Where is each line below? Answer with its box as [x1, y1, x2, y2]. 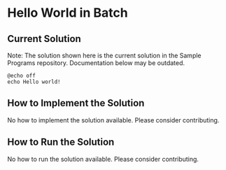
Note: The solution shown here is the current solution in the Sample [7, 51, 202, 59]
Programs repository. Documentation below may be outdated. [7, 59, 185, 67]
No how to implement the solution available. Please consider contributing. [7, 115, 220, 124]
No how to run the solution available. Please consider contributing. [7, 155, 199, 163]
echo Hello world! [7, 78, 61, 85]
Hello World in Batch [7, 5, 128, 21]
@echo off [7, 72, 36, 79]
